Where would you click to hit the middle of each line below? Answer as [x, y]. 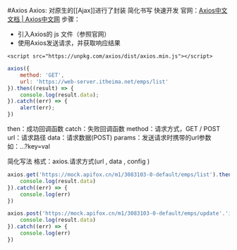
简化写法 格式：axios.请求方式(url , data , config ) [79, 161]
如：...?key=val [29, 146]
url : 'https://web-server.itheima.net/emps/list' [95, 82]
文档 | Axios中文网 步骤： [44, 19]
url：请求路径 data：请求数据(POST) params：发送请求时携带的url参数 [109, 137]
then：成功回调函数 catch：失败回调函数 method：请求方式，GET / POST [114, 129]
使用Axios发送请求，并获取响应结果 [69, 43]
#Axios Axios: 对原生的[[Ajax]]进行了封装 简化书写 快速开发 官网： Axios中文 [117, 10]
